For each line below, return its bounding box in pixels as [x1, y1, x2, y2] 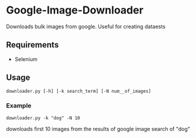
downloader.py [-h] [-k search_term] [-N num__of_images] [6, 88, 151, 94]
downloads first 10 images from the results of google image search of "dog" [6, 125, 190, 132]
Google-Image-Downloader [6, 4, 144, 17]
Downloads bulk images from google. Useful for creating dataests [6, 23, 166, 30]
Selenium [14, 55, 38, 62]
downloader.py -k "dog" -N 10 [6, 115, 81, 121]
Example [6, 102, 32, 110]
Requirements [6, 40, 59, 50]
